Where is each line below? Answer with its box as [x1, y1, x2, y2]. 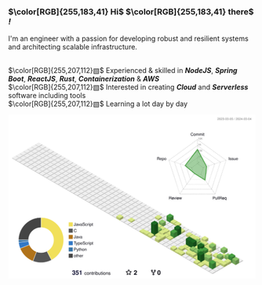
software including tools [8, 91, 86, 100]
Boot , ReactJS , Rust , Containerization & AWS [8, 74, 159, 84]
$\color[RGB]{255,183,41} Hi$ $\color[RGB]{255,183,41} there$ [8, 6, 254, 17]
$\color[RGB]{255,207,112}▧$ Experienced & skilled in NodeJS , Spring [8, 66, 238, 75]
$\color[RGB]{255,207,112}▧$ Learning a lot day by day [8, 99, 188, 108]
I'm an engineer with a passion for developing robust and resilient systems [8, 34, 249, 43]
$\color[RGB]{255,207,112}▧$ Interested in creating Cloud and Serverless [8, 82, 249, 92]
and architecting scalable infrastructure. [8, 42, 137, 52]
